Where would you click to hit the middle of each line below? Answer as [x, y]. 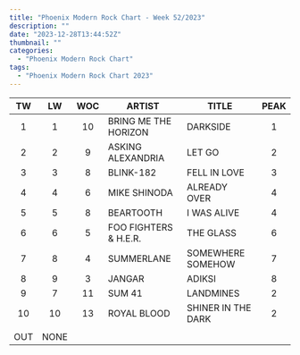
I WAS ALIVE [213, 213]
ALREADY [207, 187]
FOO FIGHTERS [141, 227]
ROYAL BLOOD [139, 313]
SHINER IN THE [219, 308]
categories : [31, 51]
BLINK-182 [132, 173]
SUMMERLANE [139, 258]
